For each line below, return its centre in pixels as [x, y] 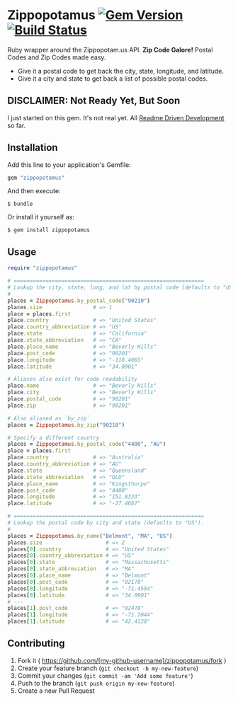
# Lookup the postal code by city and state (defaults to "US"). [106, 523]
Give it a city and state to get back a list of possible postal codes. [113, 79]
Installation [33, 148]
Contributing [36, 644]
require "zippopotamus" [42, 268]
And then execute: [34, 191]
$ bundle [20, 204]
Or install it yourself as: [41, 217]
